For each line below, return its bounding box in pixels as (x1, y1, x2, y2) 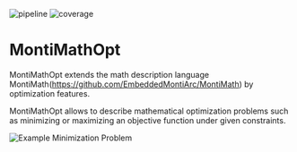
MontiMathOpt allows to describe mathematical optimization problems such (9, 106, 289, 116)
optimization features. (9, 88, 91, 98)
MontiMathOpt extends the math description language (9, 69, 209, 80)
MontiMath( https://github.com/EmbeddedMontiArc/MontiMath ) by (9, 79, 254, 89)
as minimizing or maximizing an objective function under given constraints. (9, 114, 286, 125)
